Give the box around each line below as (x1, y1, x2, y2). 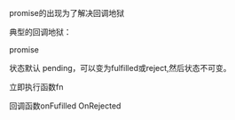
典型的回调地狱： (9, 27, 72, 37)
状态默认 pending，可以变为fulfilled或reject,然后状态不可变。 (9, 63, 232, 73)
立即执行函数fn (9, 82, 64, 92)
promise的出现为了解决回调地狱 (9, 8, 125, 18)
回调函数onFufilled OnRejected (9, 100, 121, 111)
